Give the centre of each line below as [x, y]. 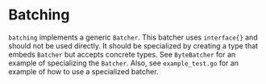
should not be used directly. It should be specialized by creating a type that [133, 45]
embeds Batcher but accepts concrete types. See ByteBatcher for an [122, 54]
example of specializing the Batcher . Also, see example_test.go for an [124, 63]
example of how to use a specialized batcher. [83, 71]
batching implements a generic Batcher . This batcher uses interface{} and [133, 37]
